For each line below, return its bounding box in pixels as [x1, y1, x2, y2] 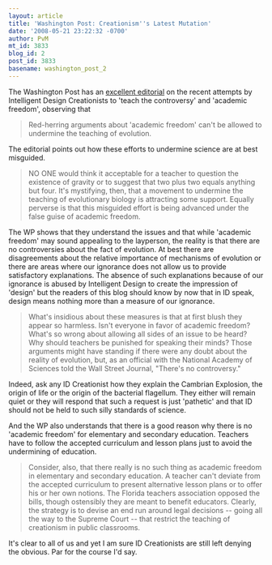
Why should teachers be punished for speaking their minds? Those [28, 337, 253, 347]
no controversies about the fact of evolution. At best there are [8, 244, 215, 254]
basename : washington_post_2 [8, 65, 107, 73]
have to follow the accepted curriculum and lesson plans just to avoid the [8, 438, 253, 447]
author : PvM [8, 34, 49, 43]
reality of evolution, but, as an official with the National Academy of [28, 354, 253, 365]
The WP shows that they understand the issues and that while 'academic [8, 227, 252, 237]
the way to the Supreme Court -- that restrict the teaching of [28, 514, 231, 524]
